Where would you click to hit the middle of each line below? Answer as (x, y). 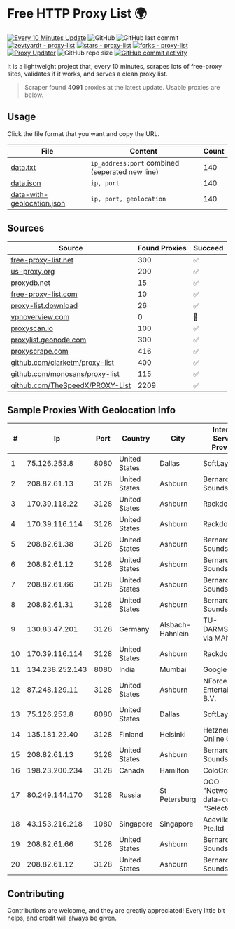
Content (144, 151)
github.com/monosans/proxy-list (65, 374)
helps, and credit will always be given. (62, 918)
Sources (26, 228)
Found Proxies (162, 248)
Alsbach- (175, 625)
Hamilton (175, 770)
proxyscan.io (32, 328)
